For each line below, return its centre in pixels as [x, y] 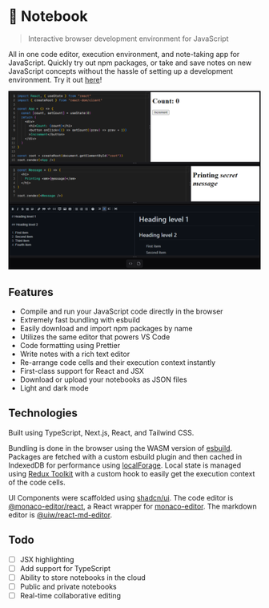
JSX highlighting [47, 559]
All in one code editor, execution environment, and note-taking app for [124, 54]
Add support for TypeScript [65, 568]
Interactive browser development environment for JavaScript [128, 39]
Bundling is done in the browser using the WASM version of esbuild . [120, 448]
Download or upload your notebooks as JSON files [103, 379]
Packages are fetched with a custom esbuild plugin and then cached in [125, 456]
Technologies [43, 413]
